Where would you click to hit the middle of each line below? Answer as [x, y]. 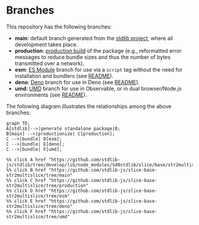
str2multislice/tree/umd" [38, 217]
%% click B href [26, 170]
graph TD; [18, 123]
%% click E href [26, 201]
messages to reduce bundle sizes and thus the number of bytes [92, 57]
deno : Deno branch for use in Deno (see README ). [77, 82]
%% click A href [26, 160]
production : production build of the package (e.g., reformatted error [98, 50]
